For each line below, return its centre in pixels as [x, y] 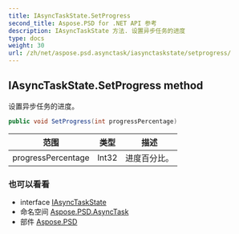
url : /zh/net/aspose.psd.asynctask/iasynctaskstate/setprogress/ [119, 53]
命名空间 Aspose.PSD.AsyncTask [74, 211]
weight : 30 [26, 46]
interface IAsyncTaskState [63, 202]
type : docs [26, 38]
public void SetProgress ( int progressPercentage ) [93, 121]
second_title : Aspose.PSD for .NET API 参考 [83, 23]
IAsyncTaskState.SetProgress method [106, 86]
